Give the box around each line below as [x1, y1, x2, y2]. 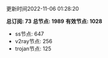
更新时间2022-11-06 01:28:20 [6, 5, 79, 12]
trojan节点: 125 [14, 45, 52, 52]
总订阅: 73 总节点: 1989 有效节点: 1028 [6, 18, 103, 25]
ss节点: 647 [14, 30, 44, 37]
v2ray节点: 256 [14, 38, 53, 44]
